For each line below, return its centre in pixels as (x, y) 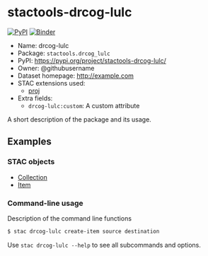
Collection (32, 177)
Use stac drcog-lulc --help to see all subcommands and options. (104, 245)
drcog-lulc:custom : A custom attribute (84, 105)
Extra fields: (35, 98)
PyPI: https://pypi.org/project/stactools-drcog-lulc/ (92, 60)
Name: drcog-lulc (43, 45)
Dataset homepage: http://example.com (76, 76)
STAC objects (31, 162)
